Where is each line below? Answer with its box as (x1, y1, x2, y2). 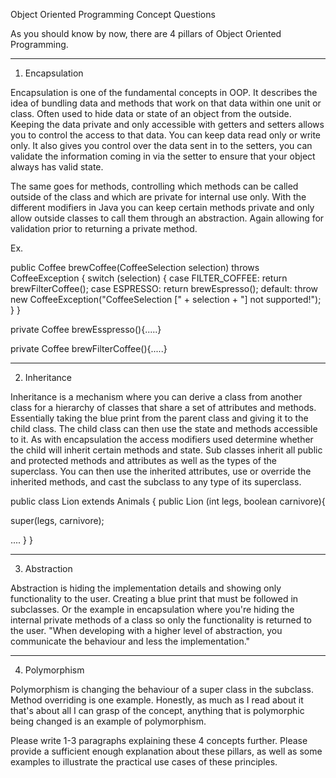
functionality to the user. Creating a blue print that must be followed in (10, 593, 299, 604)
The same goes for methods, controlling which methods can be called (10, 180, 299, 192)
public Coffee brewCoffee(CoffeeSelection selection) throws (10, 262, 260, 273)
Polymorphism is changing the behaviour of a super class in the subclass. (10, 684, 314, 695)
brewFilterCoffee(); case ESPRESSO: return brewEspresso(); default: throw (10, 283, 319, 294)
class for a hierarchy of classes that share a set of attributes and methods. (10, 402, 317, 413)
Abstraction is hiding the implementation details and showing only (10, 582, 282, 594)
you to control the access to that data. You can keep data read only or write (10, 129, 322, 141)
